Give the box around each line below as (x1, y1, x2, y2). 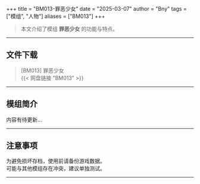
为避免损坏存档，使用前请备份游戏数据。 (6, 157, 105, 165)
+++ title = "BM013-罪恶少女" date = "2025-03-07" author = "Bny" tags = (6, 5, 187, 12)
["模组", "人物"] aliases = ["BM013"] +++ (6, 13, 105, 20)
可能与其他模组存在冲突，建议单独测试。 (6, 165, 105, 172)
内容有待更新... (6, 116, 43, 123)
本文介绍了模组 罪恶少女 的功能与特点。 (20, 26, 118, 32)
